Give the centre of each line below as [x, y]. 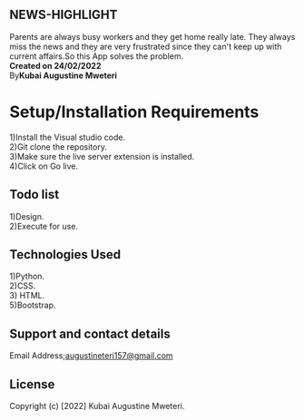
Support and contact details [90, 333]
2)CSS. [23, 286]
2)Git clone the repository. [58, 147]
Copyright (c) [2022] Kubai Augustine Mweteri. [97, 406]
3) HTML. [27, 296]
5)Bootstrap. [33, 305]
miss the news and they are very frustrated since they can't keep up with [146, 46]
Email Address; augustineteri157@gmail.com [92, 356]
